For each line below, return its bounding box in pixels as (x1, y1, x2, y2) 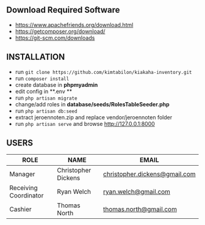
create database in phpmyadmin (15, 81, 98, 88)
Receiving (9, 183, 38, 192)
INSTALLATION (6, 52, 65, 62)
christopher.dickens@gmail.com (103, 170, 196, 179)
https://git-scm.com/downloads (15, 34, 95, 42)
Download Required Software (6, 5, 120, 15)
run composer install (15, 75, 70, 82)
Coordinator (9, 191, 44, 200)
